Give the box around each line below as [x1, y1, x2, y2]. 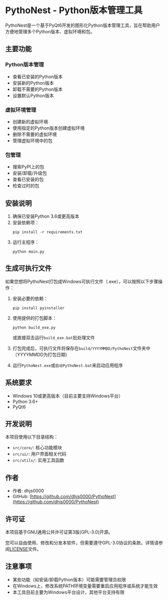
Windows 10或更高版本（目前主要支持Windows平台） [12, 393, 123, 399]
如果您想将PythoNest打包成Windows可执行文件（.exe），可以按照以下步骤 [5, 278, 158, 284]
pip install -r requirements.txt [12, 230, 83, 235]
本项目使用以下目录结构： [5, 434, 58, 440]
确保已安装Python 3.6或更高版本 [12, 213, 79, 219]
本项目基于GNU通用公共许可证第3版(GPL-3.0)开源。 [5, 529, 113, 535]
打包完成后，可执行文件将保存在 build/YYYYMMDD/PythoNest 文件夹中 [12, 345, 151, 351]
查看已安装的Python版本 [12, 74, 63, 80]
